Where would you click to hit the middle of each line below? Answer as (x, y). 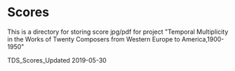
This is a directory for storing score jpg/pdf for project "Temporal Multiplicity (118, 32)
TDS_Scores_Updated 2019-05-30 (57, 60)
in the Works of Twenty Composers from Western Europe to (94, 39)
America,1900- (203, 39)
